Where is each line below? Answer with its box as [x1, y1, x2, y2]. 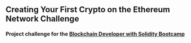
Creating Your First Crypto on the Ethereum [5, 5, 171, 15]
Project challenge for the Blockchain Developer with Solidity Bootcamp [5, 30, 185, 37]
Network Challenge [5, 14, 79, 24]
